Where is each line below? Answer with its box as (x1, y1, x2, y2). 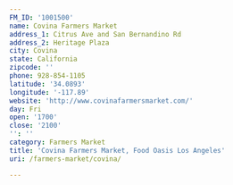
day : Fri (9, 105, 42, 114)
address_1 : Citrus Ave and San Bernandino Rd (9, 29, 181, 38)
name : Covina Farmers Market (9, 21, 118, 30)
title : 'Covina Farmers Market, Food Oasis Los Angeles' (9, 146, 226, 155)
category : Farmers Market (9, 138, 105, 147)
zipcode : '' (9, 63, 54, 72)
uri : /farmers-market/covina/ (9, 154, 122, 164)
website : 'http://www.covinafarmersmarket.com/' (9, 96, 194, 105)
